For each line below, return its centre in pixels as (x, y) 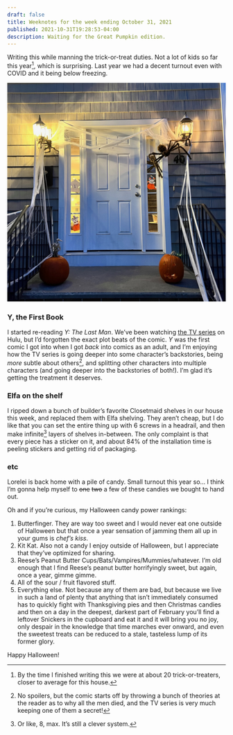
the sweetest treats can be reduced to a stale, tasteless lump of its (112, 634)
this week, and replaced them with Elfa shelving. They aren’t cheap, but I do (115, 418)
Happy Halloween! (33, 655)
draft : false (26, 15)
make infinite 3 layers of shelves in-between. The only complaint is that (108, 433)
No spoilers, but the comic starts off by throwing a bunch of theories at (119, 696)
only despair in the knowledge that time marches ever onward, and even (120, 627)
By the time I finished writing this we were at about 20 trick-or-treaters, (119, 675)
